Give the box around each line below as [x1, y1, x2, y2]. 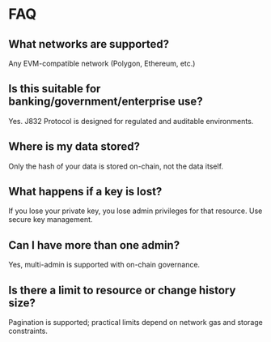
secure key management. [8, 215, 93, 224]
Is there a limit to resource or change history [8, 283, 236, 297]
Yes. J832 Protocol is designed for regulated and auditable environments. [8, 116, 254, 126]
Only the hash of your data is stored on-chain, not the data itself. [8, 161, 224, 171]
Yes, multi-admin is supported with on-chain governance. [8, 260, 201, 270]
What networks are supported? [8, 37, 170, 51]
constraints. [8, 326, 49, 336]
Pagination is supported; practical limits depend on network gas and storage [8, 318, 263, 327]
